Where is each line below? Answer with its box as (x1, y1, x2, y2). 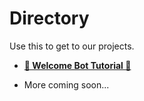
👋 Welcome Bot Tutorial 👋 (23, 59, 132, 71)
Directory (9, 7, 90, 30)
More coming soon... (23, 78, 110, 91)
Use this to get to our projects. (9, 40, 135, 52)
